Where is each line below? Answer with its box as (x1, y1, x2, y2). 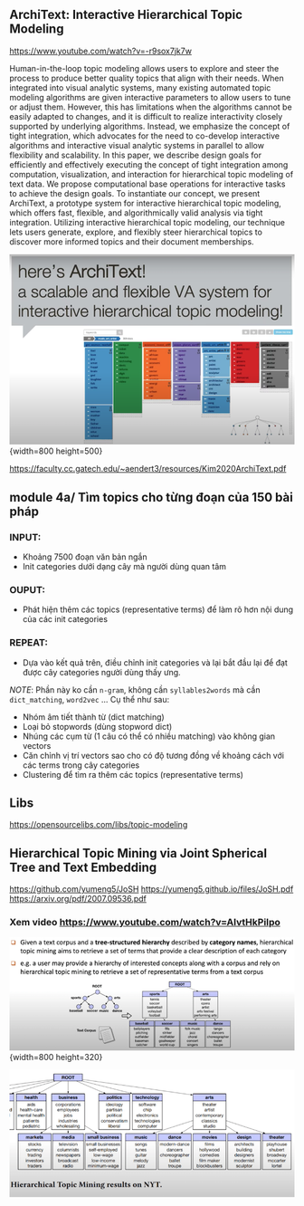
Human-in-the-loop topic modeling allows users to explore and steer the (9, 62, 280, 73)
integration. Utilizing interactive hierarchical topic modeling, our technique (9, 216, 285, 227)
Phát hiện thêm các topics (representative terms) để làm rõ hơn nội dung (22, 604, 294, 615)
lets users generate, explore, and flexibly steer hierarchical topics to (9, 226, 262, 237)
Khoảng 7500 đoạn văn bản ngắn (22, 551, 147, 562)
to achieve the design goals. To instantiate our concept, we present (9, 187, 261, 198)
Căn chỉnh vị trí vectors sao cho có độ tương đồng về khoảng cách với (22, 750, 285, 761)
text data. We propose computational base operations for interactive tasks (9, 178, 286, 189)
